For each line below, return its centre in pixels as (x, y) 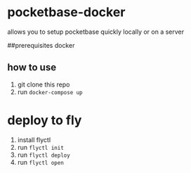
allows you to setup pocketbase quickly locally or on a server (96, 32)
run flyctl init (41, 147)
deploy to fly (45, 120)
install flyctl (34, 140)
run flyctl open (41, 162)
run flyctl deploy (44, 155)
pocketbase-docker (66, 12)
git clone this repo (44, 84)
